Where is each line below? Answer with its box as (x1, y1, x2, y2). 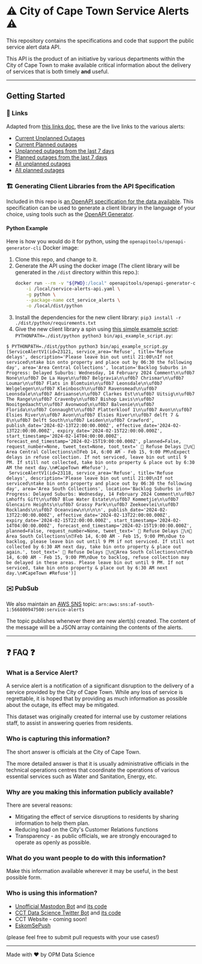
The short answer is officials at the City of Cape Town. (6, 748, 141, 756)
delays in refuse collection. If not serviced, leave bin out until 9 (6, 454, 187, 460)
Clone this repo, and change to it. (14, 256, 98, 263)
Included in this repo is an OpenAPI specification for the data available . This (6, 198, 194, 205)
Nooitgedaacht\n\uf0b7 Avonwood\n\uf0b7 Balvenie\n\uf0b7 (6, 401, 155, 407)
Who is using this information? (6, 889, 98, 897)
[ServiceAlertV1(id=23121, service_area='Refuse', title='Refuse (6, 348, 173, 355)
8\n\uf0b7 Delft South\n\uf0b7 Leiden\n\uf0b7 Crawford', (6, 417, 155, 423)
